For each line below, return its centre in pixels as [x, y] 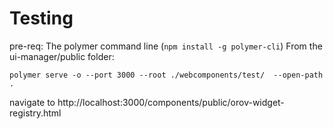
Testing [41, 18]
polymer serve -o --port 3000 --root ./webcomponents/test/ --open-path [166, 75]
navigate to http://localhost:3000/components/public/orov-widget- [147, 102]
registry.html [35, 113]
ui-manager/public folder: [62, 56]
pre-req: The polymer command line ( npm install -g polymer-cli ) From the [166, 46]
